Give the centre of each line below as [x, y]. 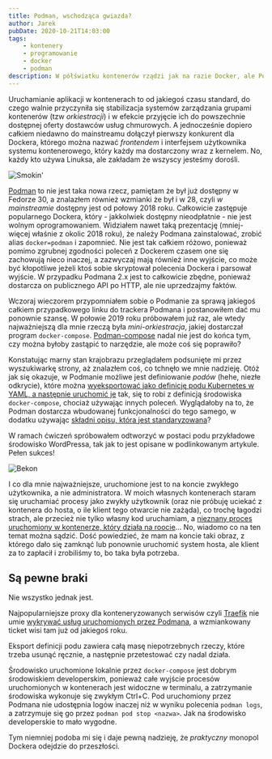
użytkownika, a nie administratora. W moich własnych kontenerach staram [132, 492]
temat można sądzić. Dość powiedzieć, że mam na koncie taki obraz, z [127, 536]
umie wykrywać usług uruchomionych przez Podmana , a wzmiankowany [130, 622]
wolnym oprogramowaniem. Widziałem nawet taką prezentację [113, 225]
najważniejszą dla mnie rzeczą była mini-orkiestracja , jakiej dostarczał [126, 326]
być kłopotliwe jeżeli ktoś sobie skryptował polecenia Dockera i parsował [130, 268]
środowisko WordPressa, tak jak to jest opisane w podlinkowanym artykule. [134, 444]
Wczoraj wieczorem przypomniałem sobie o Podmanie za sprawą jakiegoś [132, 301]
